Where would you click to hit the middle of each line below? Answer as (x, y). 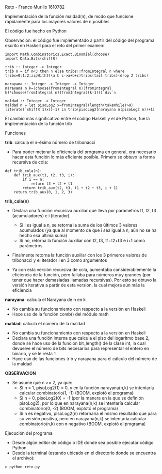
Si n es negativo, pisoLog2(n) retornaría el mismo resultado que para (88, 413)
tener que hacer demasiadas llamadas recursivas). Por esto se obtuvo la (84, 280)
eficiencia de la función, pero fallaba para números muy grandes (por (81, 275)
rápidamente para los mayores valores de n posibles (57, 22)
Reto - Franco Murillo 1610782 (35, 7)
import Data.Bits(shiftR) (31, 59)
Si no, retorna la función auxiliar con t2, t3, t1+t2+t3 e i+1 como (82, 240)
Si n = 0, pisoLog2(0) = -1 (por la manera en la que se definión (81, 398)
